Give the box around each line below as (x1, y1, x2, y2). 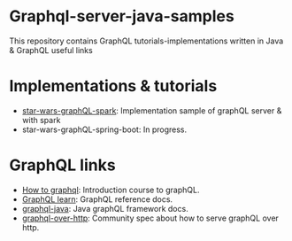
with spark (21, 114, 61, 125)
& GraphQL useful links (9, 44, 93, 55)
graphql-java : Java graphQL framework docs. (21, 203, 188, 214)
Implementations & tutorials (9, 76, 218, 97)
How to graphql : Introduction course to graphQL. (21, 184, 200, 195)
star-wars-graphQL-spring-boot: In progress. (21, 124, 188, 135)
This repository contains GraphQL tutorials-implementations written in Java (9, 35, 284, 46)
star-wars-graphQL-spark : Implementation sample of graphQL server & (21, 105, 282, 116)
